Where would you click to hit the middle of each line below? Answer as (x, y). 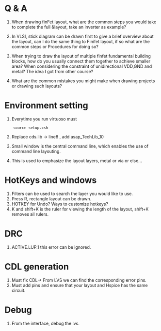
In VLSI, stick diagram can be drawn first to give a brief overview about (82, 36)
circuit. (18, 290)
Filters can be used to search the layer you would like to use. (72, 194)
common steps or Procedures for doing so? (55, 46)
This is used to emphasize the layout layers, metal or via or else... (77, 161)
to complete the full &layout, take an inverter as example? (69, 27)
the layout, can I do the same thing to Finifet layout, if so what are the (80, 41)
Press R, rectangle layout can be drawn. (51, 198)
